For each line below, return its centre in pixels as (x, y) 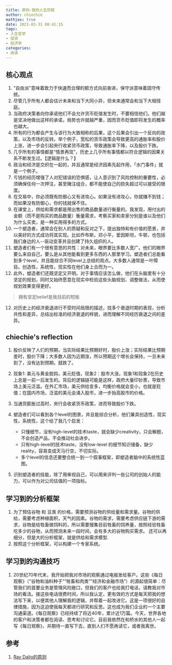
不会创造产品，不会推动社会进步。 (57, 438)
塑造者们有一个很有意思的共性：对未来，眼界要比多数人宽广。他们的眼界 (89, 248)
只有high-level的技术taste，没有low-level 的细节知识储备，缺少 (87, 445)
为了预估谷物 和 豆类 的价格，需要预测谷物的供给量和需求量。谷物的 (84, 512)
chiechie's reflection (39, 337)
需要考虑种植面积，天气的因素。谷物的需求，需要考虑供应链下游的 (92, 518)
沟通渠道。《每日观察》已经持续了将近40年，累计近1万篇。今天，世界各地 (90, 613)
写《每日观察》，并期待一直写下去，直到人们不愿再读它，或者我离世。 (86, 626)
